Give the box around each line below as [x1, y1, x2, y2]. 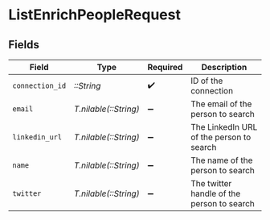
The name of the [190, 155, 253, 166]
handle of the [190, 188, 241, 199]
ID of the [190, 75, 223, 86]
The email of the [190, 98, 252, 110]
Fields [8, 38, 40, 52]
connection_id [12, 81, 67, 90]
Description [201, 62, 247, 73]
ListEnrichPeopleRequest [8, 6, 181, 24]
